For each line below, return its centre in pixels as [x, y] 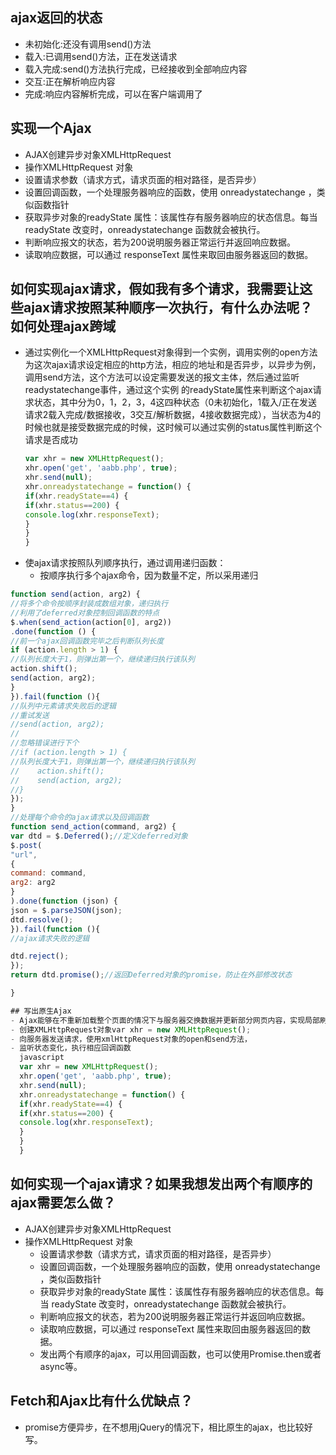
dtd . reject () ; [40, 956]
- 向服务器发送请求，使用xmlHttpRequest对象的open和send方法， [131, 1039]
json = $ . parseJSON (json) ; [66, 910]
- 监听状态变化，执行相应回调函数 [71, 1048]
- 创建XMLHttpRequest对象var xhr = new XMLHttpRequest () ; [131, 1029]
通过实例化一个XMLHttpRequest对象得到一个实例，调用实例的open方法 [171, 352]
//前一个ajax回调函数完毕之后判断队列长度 [87, 641]
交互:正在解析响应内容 [70, 81]
